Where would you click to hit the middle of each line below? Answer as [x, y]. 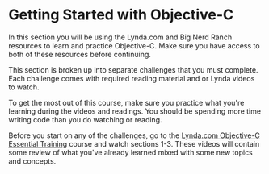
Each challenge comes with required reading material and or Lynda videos [132, 78]
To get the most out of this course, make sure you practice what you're [126, 102]
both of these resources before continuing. [80, 54]
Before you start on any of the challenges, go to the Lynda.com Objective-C [134, 135]
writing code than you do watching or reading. [86, 119]
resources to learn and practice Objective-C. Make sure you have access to [134, 45]
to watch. [24, 87]
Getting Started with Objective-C [121, 15]
